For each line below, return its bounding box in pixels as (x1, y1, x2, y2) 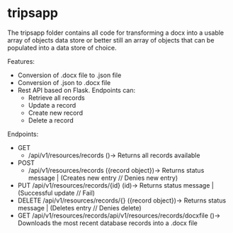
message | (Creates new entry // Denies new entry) (28, 174, 178, 182)
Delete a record (28, 115, 74, 125)
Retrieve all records (28, 93, 85, 102)
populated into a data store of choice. (7, 43, 117, 52)
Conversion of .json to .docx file (17, 78, 111, 86)
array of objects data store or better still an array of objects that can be (7, 35, 215, 44)
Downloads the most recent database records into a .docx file (17, 218, 198, 227)
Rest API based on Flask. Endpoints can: (17, 86, 136, 94)
